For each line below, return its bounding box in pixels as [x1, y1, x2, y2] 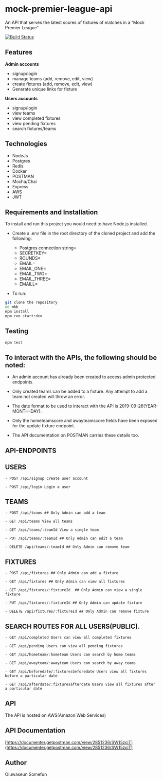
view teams [12, 110, 36, 116]
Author [5, 759, 27, 767]
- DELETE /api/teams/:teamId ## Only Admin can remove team [5, 545, 130, 549]
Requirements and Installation [5, 208, 98, 216]
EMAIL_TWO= [19, 271, 48, 277]
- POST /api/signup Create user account [5, 476, 89, 481]
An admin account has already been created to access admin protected [12, 374, 156, 380]
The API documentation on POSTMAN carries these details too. [12, 432, 140, 438]
